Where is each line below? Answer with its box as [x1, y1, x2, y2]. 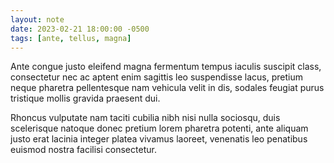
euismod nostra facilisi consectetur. [10, 144, 157, 156]
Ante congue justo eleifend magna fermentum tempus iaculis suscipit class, [10, 61, 322, 73]
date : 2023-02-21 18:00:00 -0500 [10, 24, 150, 34]
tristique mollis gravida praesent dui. [10, 92, 161, 105]
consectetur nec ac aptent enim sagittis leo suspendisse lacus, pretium [10, 71, 303, 83]
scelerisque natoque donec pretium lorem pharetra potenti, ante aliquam [10, 122, 309, 135]
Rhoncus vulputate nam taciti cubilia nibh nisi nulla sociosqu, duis [10, 112, 281, 124]
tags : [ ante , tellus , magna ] [10, 33, 132, 43]
